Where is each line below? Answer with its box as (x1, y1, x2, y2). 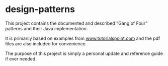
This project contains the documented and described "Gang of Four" (5, 20, 148, 26)
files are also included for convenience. (5, 40, 87, 46)
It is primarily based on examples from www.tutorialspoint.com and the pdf (5, 35, 160, 41)
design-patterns (5, 4, 75, 15)
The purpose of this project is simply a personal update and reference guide (5, 50, 163, 56)
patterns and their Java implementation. (5, 25, 88, 31)
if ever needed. (5, 55, 37, 61)
